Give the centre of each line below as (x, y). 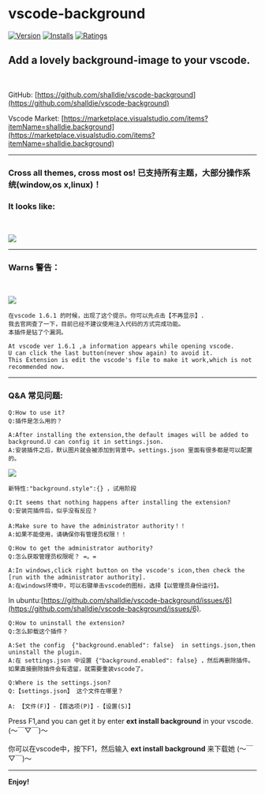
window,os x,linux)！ (60, 185)
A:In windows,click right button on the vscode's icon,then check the (127, 570)
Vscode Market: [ (36, 118)
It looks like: (32, 206)
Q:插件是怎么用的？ (35, 421)
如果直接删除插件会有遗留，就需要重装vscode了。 (78, 669)
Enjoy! (19, 781)
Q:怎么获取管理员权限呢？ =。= (52, 557)
